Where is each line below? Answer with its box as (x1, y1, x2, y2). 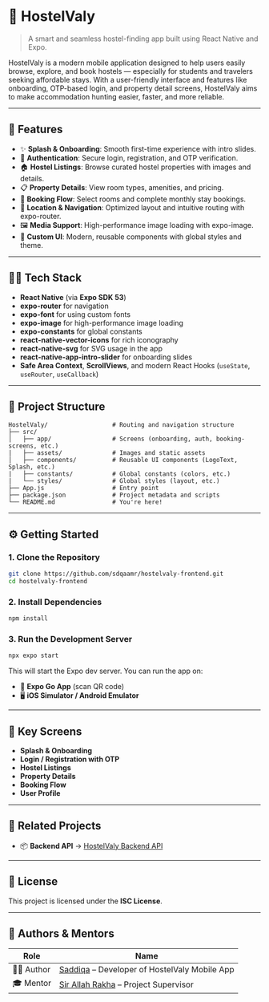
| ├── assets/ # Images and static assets (8, 449, 206, 457)
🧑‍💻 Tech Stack (8, 271, 82, 285)
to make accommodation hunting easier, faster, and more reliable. (8, 91, 225, 101)
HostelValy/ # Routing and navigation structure (8, 421, 235, 429)
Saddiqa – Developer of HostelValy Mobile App (58, 964, 235, 976)
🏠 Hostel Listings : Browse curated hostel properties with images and (19, 162, 251, 172)
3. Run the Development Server (8, 633, 133, 644)
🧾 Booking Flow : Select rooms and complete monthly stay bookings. (19, 194, 247, 204)
